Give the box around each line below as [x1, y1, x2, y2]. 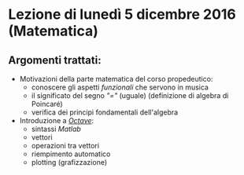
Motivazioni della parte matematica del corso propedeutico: [19, 75, 213, 83]
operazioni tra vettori [31, 141, 100, 150]
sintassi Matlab [31, 124, 81, 133]
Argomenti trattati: [8, 53, 102, 67]
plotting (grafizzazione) [31, 158, 108, 166]
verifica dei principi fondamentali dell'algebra [31, 108, 179, 117]
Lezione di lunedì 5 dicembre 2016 [8, 5, 236, 24]
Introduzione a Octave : [19, 116, 94, 125]
